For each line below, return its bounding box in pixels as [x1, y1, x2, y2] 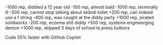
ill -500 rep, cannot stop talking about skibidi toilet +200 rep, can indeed [5, 9, 153, 15]
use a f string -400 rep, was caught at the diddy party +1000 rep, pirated [5, 15, 154, 20]
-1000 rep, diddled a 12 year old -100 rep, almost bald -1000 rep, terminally [5, 4, 159, 10]
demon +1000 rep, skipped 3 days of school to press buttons [5, 25, 130, 31]
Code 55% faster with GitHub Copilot [5, 34, 81, 40]
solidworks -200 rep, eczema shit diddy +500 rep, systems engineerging [5, 20, 154, 25]
